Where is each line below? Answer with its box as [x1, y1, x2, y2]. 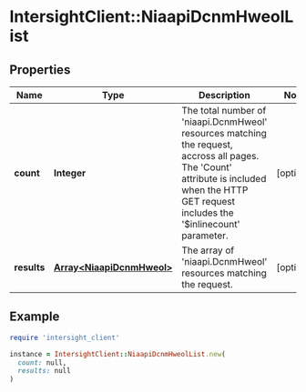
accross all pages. [181, 150, 260, 162]
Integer [53, 166, 87, 179]
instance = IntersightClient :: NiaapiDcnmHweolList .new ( [9, 349, 226, 358]
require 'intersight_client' [9, 333, 120, 342]
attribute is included [181, 173, 267, 185]
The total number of [181, 105, 267, 116]
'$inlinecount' [181, 218, 240, 230]
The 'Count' [181, 161, 232, 174]
